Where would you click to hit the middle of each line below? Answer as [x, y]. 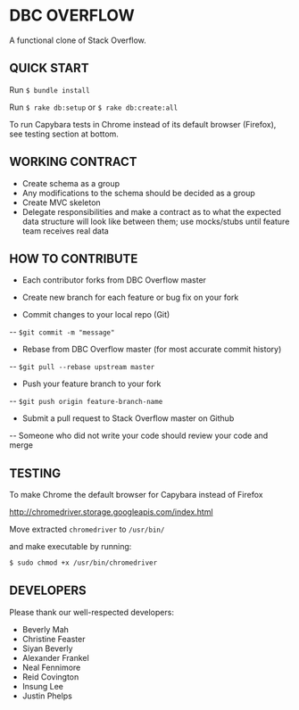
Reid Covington [50, 677]
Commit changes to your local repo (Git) [96, 315]
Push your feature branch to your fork [91, 384]
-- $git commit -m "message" [62, 332]
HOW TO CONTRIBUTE [74, 258]
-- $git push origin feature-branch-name [86, 401]
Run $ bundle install [50, 89]
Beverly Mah [46, 629]
